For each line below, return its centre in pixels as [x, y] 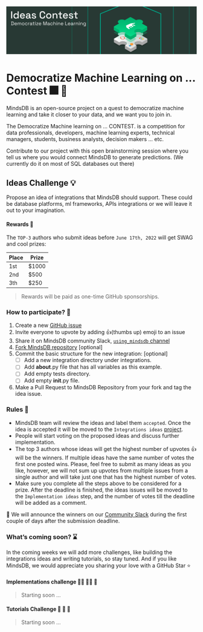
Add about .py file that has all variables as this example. [93, 367]
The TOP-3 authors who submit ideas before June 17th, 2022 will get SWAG [100, 238]
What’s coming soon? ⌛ [42, 537]
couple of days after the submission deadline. [63, 521]
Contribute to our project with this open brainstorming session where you [98, 151]
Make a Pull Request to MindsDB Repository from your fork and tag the [103, 387]
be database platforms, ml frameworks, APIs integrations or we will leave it [99, 203]
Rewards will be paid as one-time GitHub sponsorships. [90, 296]
